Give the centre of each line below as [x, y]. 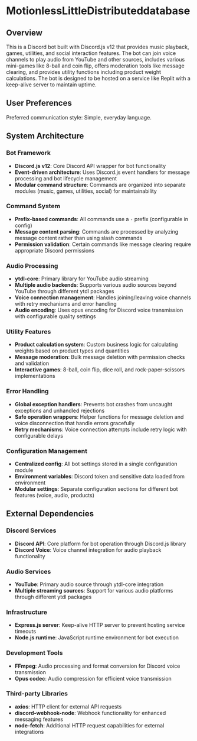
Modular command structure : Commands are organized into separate [100, 185]
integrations [29, 732]
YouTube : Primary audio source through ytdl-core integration [89, 584]
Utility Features [29, 332]
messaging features [39, 719]
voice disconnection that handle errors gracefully [74, 423]
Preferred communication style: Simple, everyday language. [79, 117]
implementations [35, 376]
